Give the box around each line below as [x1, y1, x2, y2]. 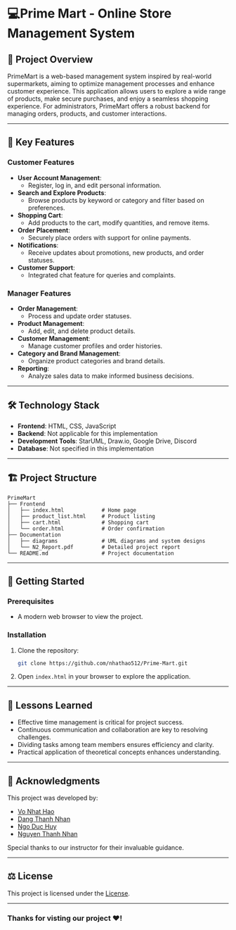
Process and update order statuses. [27, 311, 132, 320]
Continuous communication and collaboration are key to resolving [17, 726, 209, 734]
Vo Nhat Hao [17, 808, 55, 816]
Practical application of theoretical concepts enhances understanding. [17, 748, 221, 757]
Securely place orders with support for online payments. [27, 233, 192, 241]
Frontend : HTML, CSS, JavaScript [17, 422, 117, 430]
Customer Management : [17, 334, 91, 342]
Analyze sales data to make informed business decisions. [27, 371, 195, 380]
